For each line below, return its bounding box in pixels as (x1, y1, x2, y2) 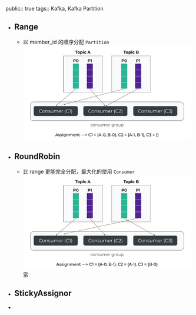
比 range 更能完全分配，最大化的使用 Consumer (22, 168, 135, 175)
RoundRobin (14, 151, 61, 161)
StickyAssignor (14, 289, 72, 299)
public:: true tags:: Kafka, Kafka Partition (5, 5, 104, 12)
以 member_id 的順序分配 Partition (22, 38, 109, 45)
